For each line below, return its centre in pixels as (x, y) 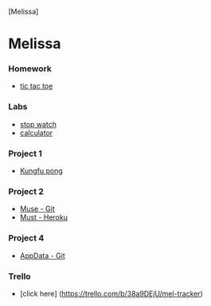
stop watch (38, 124)
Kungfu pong (41, 171)
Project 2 (26, 191)
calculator (36, 133)
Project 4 (26, 238)
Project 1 (25, 153)
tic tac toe (36, 86)
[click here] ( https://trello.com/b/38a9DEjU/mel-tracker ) (111, 293)
